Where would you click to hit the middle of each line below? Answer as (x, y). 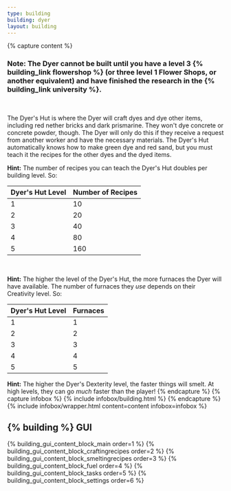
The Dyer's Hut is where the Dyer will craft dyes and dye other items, (105, 118)
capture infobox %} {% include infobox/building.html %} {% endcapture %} (114, 398)
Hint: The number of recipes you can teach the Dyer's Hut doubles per (107, 168)
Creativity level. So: (35, 293)
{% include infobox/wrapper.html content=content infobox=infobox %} (107, 406)
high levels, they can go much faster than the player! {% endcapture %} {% (114, 391)
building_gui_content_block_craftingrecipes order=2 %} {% (91, 451)
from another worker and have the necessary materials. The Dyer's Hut (108, 140)
